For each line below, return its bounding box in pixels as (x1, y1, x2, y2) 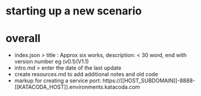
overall (5, 32, 41, 46)
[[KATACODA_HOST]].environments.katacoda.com (14, 83, 140, 91)
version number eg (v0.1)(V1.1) (14, 58, 89, 65)
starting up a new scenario (5, 4, 142, 18)
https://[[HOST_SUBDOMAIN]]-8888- (102, 77, 196, 85)
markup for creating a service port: (14, 77, 102, 85)
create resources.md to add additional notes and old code (14, 71, 158, 78)
